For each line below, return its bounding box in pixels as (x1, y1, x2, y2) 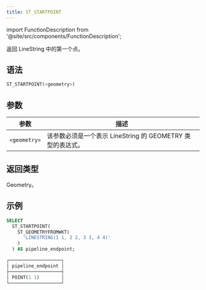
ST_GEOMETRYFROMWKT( (17, 229, 70, 235)
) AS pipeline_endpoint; (12, 246, 75, 253)
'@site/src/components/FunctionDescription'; (6, 32, 121, 40)
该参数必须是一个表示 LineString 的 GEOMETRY (47, 131, 183, 140)
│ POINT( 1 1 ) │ (6, 274, 64, 280)
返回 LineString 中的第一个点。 (6, 45, 84, 52)
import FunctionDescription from (6, 26, 89, 33)
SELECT (6, 217, 23, 224)
